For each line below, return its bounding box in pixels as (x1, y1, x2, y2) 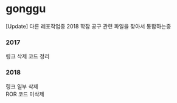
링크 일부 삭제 (5, 82, 39, 90)
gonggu (5, 2, 46, 16)
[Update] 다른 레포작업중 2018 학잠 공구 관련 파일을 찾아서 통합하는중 (5, 22, 172, 30)
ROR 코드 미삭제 (5, 90, 44, 98)
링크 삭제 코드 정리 (5, 53, 50, 60)
